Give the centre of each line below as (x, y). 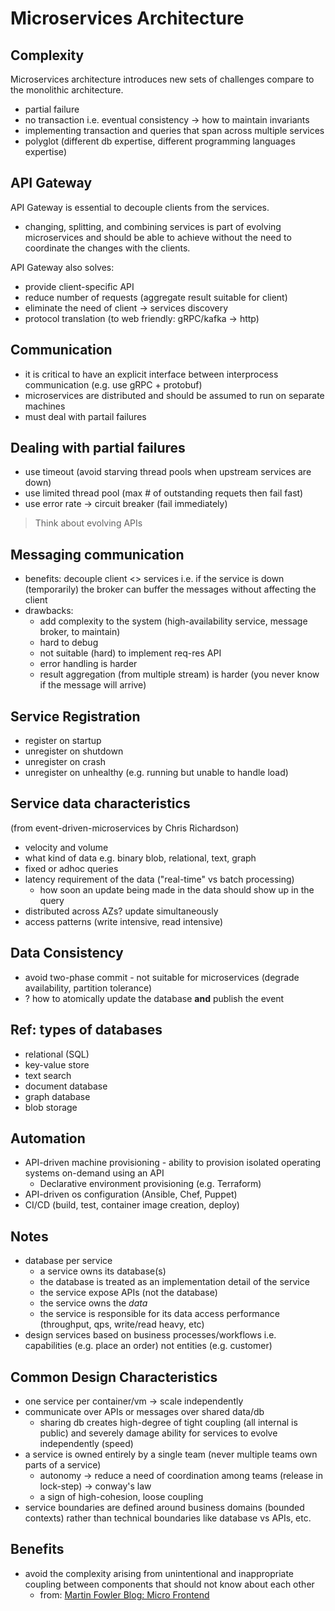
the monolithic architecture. (67, 90)
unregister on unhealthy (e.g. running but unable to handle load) (156, 773)
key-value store (57, 1064)
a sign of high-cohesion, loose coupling (121, 1496)
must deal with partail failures (85, 416)
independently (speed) (86, 1443)
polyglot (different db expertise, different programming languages (160, 141)
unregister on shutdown (74, 751)
